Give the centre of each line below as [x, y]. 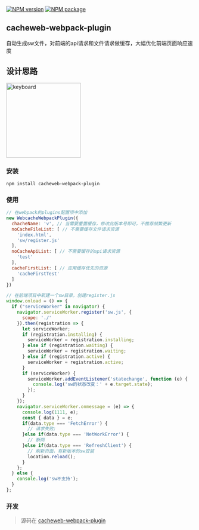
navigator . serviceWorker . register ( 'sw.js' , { [74, 313]
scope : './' [37, 318]
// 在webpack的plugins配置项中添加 [47, 213]
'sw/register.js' [38, 240]
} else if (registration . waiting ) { [67, 346]
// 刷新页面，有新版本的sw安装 [61, 451]
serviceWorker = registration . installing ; [81, 340]
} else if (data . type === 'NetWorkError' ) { [75, 434]
